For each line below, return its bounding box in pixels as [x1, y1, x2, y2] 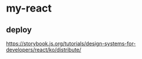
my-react [6, 2, 52, 15]
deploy [6, 25, 32, 35]
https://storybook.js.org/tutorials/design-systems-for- [6, 40, 136, 47]
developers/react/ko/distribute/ [6, 46, 82, 53]
